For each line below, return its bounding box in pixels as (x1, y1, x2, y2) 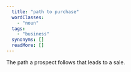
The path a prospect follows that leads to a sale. (6, 58, 126, 66)
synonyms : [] (11, 37, 44, 43)
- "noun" (17, 20, 39, 26)
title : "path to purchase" (11, 8, 79, 15)
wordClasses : (11, 14, 44, 20)
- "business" (17, 31, 50, 37)
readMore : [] (11, 43, 44, 49)
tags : (11, 25, 26, 32)
